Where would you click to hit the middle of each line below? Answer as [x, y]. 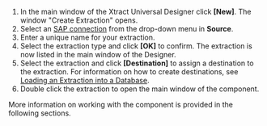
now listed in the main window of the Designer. [98, 55]
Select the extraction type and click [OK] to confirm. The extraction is [136, 46]
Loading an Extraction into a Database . [85, 80]
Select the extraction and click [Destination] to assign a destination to [137, 63]
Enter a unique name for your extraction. [87, 37]
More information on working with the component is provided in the [121, 105]
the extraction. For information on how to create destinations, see [129, 71]
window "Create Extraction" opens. [79, 20]
